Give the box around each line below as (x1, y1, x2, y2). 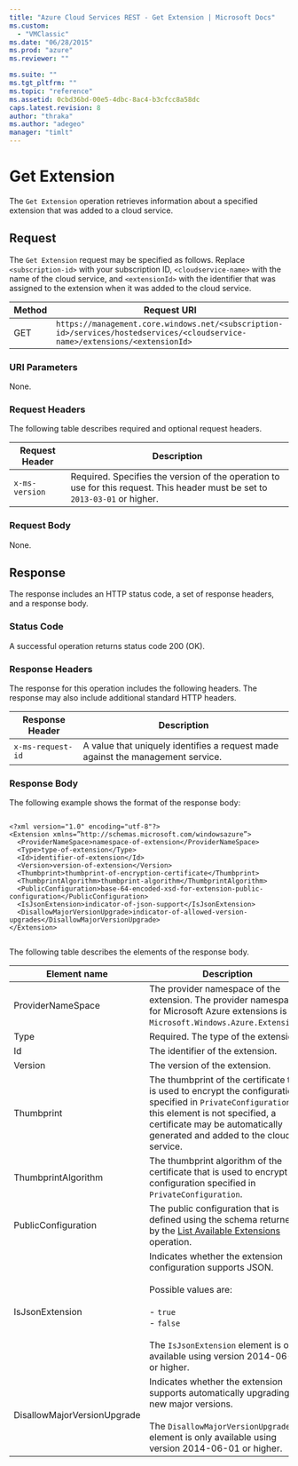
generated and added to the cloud (149, 1129, 291, 1142)
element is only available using (149, 1431, 278, 1444)
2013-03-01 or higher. (70, 493, 159, 505)
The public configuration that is (149, 1202, 279, 1215)
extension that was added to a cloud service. (9, 205, 174, 216)
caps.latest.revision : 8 (9, 103, 101, 112)
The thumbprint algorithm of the (149, 1155, 282, 1168)
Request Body (9, 519, 71, 532)
